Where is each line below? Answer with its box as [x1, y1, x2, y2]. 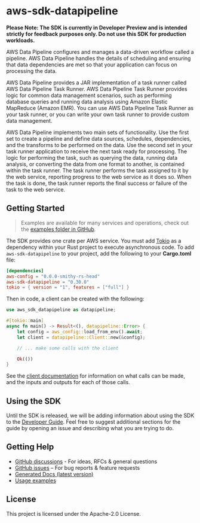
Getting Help [6, 442, 54, 452]
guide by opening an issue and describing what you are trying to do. [6, 425, 174, 432]
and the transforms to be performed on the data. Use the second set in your [6, 141, 193, 148]
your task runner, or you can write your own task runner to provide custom [6, 111, 189, 118]
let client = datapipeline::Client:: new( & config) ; [17, 334, 146, 340]
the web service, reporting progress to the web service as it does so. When [6, 173, 192, 180]
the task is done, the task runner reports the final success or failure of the [6, 180, 187, 187]
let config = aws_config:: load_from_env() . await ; [17, 329, 143, 335]
